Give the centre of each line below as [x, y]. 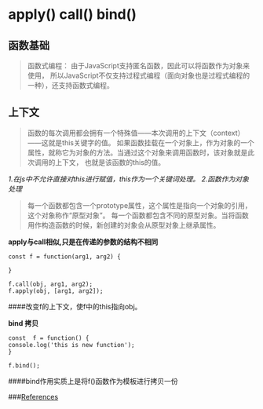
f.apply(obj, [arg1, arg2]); [56, 291]
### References [33, 396]
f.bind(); [24, 365]
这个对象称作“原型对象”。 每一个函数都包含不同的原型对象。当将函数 [138, 215]
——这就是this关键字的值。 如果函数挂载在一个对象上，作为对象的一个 [141, 142]
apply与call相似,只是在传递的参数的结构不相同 [83, 242]
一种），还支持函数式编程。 [70, 85]
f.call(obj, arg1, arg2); [50, 284]
